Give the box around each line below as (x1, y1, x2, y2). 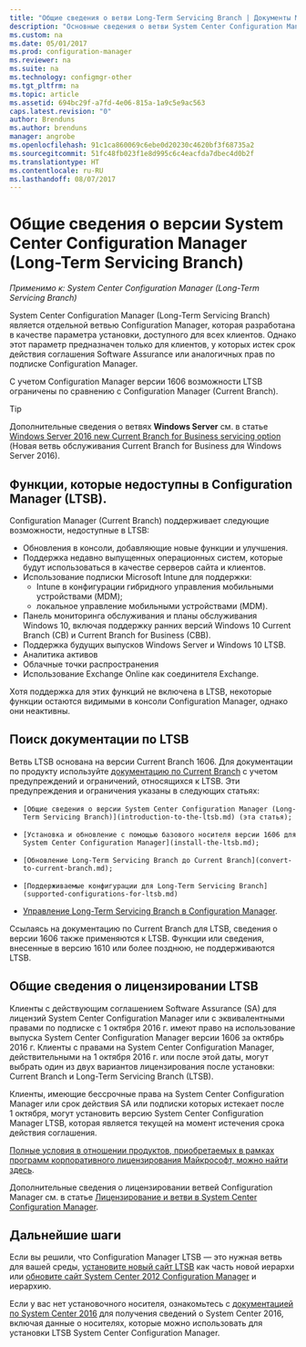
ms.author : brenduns (9, 124, 88, 133)
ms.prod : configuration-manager (9, 47, 132, 57)
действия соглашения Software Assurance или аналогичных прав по (9, 348, 276, 360)
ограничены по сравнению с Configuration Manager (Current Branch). (9, 386, 279, 397)
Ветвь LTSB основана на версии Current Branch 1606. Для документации (9, 756, 293, 767)
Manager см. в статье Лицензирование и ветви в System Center (9, 1191, 258, 1202)
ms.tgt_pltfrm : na (9, 81, 79, 90)
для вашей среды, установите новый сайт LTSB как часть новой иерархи (9, 1261, 295, 1272)
